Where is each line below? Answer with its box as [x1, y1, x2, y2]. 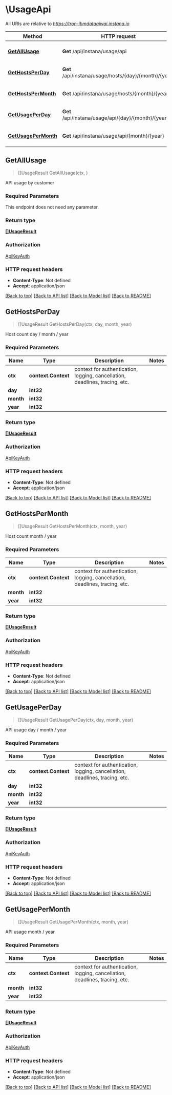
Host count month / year [5, 533, 57, 539]
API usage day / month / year [5, 726, 67, 733]
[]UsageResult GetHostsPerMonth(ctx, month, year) [17, 523, 127, 529]
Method [23, 32, 42, 39]
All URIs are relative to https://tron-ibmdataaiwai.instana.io [5, 20, 130, 27]
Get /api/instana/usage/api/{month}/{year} [62, 132, 165, 139]
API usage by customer [5, 179, 55, 185]
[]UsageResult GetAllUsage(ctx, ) [17, 170, 88, 176]
